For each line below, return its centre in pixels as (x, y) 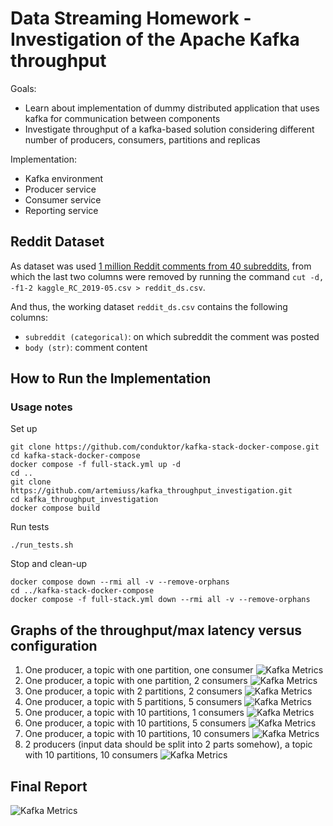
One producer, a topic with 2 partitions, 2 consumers (133, 691)
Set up (24, 429)
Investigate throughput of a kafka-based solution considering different (169, 129)
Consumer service (63, 199)
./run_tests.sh (42, 545)
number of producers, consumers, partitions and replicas (142, 139)
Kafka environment (64, 178)
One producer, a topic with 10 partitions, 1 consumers (134, 713)
